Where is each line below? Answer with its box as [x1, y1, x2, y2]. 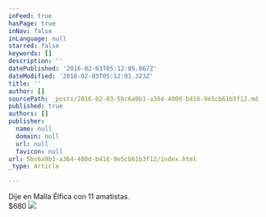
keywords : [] [8, 49, 53, 57]
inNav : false [8, 27, 53, 35]
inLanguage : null [8, 34, 67, 43]
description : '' [8, 57, 63, 66]
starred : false [8, 42, 60, 50]
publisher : [8, 117, 45, 126]
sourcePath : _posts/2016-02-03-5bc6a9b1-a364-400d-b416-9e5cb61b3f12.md [8, 95, 259, 103]
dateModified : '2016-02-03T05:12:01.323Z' [8, 72, 154, 80]
